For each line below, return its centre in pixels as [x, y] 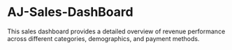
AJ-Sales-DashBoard [71, 12]
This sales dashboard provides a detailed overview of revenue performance [116, 31]
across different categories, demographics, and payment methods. [103, 38]
